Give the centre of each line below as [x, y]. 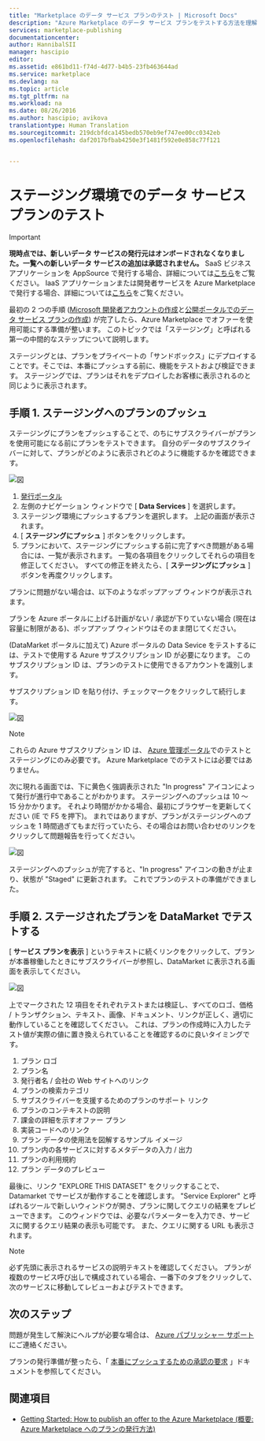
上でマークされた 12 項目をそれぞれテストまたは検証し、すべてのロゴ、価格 [131, 1005]
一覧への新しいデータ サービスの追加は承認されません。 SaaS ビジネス [137, 263]
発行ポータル [41, 497]
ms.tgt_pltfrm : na [39, 96]
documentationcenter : [44, 37]
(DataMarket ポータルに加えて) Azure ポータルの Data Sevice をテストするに [133, 645]
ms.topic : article [39, 89]
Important [25, 237]
